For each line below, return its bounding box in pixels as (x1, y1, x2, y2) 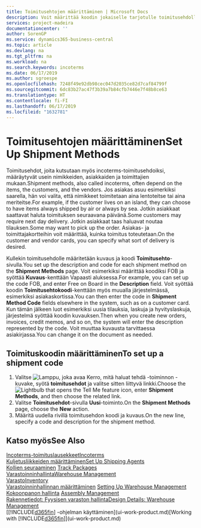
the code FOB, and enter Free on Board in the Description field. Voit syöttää (6, 280, 193, 288)
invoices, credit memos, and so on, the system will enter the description (6, 318, 184, 326)
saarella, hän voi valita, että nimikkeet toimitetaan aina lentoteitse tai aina (6, 193, 185, 200)
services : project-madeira (6, 20, 74, 26)
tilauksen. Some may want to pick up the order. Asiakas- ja (6, 224, 150, 231)
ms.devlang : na (6, 48, 44, 54)
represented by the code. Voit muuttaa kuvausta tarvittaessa (6, 325, 156, 332)
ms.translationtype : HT (6, 92, 66, 98)
